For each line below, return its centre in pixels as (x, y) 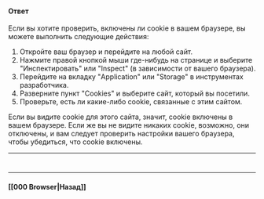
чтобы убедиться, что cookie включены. (75, 142)
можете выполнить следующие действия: (79, 37)
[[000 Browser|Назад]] (47, 186)
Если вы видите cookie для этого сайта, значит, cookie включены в (121, 117)
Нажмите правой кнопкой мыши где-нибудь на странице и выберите (136, 60)
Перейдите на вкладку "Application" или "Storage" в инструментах (131, 77)
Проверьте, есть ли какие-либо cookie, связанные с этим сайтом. (131, 102)
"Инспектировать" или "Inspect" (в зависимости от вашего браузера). (138, 69)
